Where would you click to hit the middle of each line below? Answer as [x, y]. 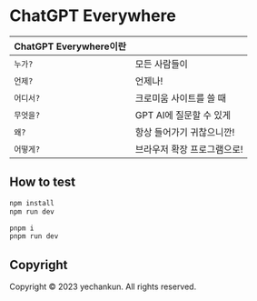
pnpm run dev [34, 236]
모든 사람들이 [162, 64]
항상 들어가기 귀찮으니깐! [185, 132]
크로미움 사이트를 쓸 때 [181, 98]
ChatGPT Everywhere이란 [70, 46]
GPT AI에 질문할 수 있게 [183, 115]
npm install [32, 203]
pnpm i [22, 228]
